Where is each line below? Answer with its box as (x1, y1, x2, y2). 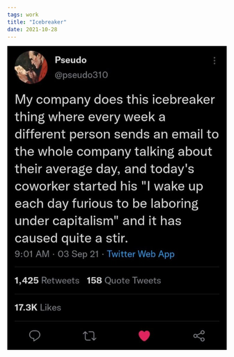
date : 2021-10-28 (7, 26, 58, 33)
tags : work (7, 11, 39, 18)
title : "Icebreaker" (7, 18, 68, 26)
